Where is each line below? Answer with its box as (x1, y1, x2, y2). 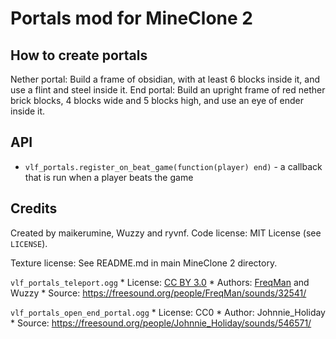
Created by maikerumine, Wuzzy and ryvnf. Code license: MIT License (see (10, 227, 322, 239)
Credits (10, 200, 58, 217)
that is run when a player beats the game (24, 171, 194, 183)
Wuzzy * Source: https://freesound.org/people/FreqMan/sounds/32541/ (10, 287, 307, 299)
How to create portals (10, 47, 148, 64)
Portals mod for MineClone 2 (10, 7, 253, 30)
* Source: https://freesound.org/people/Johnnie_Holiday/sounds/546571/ (10, 317, 312, 329)
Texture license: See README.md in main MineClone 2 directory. (10, 257, 278, 269)
